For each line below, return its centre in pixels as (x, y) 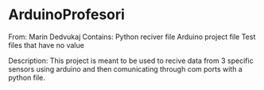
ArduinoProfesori (67, 15)
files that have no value (47, 45)
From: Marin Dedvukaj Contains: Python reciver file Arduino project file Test (132, 37)
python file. (27, 77)
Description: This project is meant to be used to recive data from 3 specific (131, 61)
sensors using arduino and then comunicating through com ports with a (125, 68)
